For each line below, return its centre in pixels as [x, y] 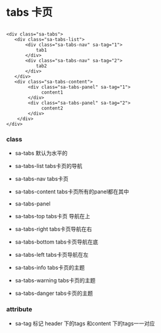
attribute [19, 309]
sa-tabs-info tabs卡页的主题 [50, 268]
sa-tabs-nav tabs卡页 [42, 179]
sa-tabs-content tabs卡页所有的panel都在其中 [72, 192]
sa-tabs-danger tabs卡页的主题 [54, 293]
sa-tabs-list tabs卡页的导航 [49, 166]
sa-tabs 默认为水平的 [41, 153]
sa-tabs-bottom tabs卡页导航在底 [56, 242]
